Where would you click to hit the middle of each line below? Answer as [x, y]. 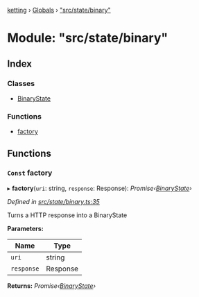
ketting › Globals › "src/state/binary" [59, 10]
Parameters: [25, 228]
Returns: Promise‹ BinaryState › [51, 286]
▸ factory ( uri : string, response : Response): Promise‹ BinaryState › [99, 188]
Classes [21, 83]
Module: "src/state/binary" [88, 38]
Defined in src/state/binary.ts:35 [54, 201]
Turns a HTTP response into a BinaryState [67, 215]
